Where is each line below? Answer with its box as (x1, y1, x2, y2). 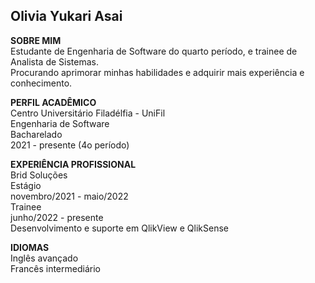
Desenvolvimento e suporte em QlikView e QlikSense (10, 222, 229, 234)
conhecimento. (10, 77, 73, 89)
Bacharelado (10, 128, 63, 140)
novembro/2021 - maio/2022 (10, 190, 129, 202)
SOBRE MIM (10, 34, 62, 46)
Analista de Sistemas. (10, 55, 99, 68)
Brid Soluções (10, 169, 68, 181)
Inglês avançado (10, 252, 79, 264)
